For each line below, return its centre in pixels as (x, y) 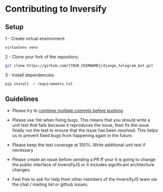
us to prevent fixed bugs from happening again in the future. (72, 136)
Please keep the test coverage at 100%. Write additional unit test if (79, 145)
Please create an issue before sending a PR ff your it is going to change (84, 159)
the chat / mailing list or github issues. (50, 184)
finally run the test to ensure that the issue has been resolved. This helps (85, 130)
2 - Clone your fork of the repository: (42, 56)
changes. (21, 170)
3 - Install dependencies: (30, 75)
